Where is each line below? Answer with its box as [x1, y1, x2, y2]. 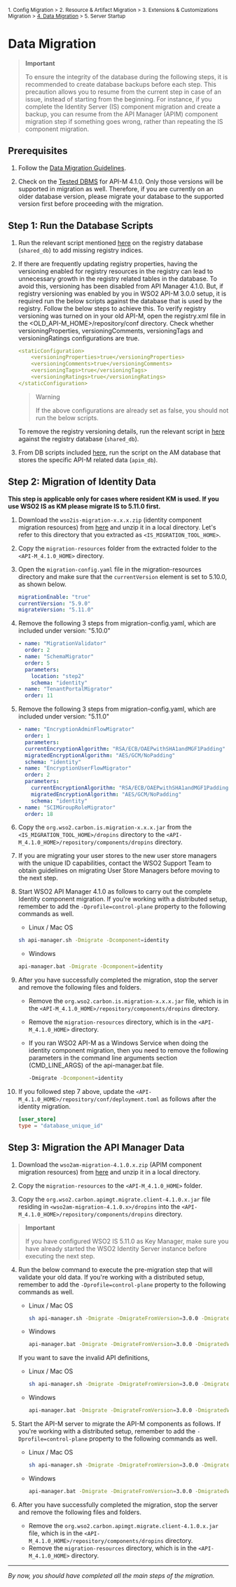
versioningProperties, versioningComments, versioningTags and [18, 326, 204, 335]
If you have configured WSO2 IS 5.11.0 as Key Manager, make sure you [25, 1237, 229, 1245]
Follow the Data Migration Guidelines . [18, 163, 127, 172]
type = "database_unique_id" [18, 1122, 104, 1129]
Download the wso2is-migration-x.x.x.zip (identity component [18, 515, 202, 524]
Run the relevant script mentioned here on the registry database [18, 238, 204, 247]
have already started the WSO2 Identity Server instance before [25, 1244, 207, 1253]
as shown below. [18, 580, 67, 588]
